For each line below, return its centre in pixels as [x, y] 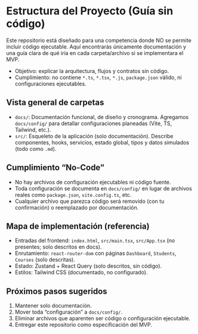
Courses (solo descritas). [45, 260]
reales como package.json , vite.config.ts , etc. [73, 195]
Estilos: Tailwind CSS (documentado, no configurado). [81, 272]
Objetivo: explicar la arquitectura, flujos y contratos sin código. [92, 71]
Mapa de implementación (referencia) [78, 226]
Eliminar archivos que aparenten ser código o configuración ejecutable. [103, 318]
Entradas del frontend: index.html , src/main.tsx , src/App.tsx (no [95, 241]
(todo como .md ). [35, 148]
